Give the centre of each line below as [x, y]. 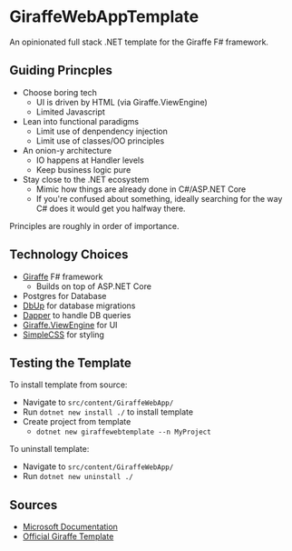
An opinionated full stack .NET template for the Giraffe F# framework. [139, 42]
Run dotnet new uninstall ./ [78, 476]
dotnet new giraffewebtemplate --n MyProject [123, 432]
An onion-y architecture [67, 150]
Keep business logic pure [83, 169]
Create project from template [77, 422]
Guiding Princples [61, 70]
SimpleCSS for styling [63, 335]
